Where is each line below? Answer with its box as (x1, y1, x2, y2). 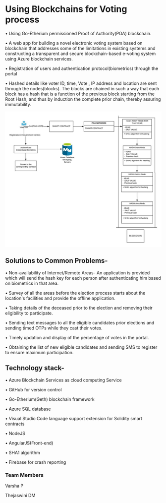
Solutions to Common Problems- (5, 256, 108, 265)
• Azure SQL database (5, 406, 51, 412)
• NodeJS (5, 430, 26, 436)
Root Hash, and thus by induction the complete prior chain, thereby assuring (5, 96, 161, 102)
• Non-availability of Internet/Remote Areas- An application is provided (5, 269, 150, 276)
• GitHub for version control (5, 386, 62, 392)
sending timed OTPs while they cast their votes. (5, 325, 103, 331)
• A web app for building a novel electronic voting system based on (5, 40, 143, 46)
